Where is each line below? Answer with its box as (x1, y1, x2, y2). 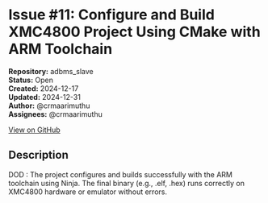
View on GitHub (8, 125, 61, 135)
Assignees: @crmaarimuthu (8, 109, 103, 118)
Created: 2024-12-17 (8, 83, 79, 93)
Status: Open (8, 75, 54, 85)
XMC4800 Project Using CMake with (8, 23, 261, 41)
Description (8, 148, 69, 162)
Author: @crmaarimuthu (8, 101, 90, 110)
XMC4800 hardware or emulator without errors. (8, 187, 168, 197)
